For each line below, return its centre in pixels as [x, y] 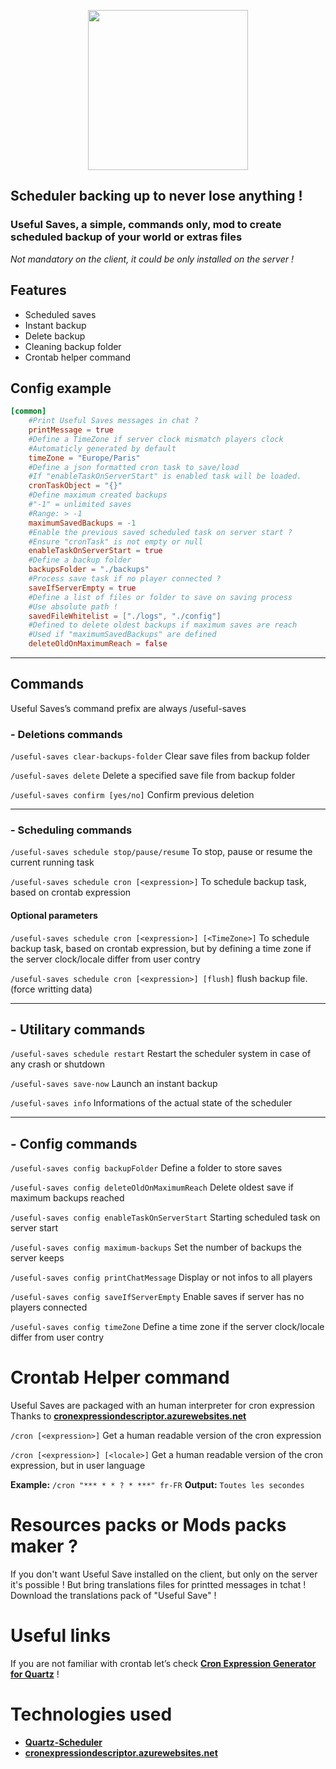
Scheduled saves [60, 314]
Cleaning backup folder [73, 346]
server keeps [37, 1258]
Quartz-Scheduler [63, 1742]
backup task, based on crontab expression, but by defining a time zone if [161, 948]
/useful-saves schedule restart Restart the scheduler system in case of [161, 1054]
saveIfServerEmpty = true [82, 588]
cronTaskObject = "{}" [75, 486]
